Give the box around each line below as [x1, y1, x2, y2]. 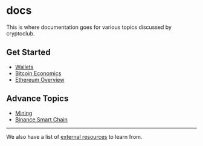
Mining [14, 109, 33, 117]
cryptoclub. [6, 29, 35, 37]
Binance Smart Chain [14, 115, 68, 123]
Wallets [14, 63, 34, 70]
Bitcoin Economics [14, 70, 62, 77]
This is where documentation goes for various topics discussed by [6, 23, 172, 31]
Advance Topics [6, 94, 69, 104]
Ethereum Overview [14, 76, 65, 83]
